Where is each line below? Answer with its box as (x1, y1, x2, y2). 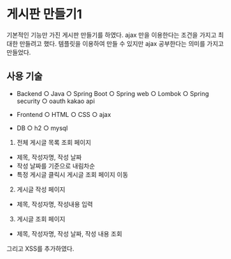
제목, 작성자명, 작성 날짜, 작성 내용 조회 (16, 229, 122, 237)
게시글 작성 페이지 (16, 185, 65, 194)
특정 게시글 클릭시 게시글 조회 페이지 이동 (16, 170, 129, 178)
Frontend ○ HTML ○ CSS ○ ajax (16, 110, 111, 118)
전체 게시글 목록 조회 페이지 (16, 138, 92, 146)
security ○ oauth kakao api (16, 97, 95, 105)
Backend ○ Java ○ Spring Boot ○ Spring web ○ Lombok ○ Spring (16, 89, 209, 97)
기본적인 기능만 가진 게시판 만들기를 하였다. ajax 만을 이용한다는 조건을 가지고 (6, 31, 217, 39)
